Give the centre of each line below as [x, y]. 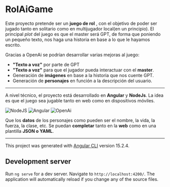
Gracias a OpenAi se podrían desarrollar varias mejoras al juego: [72, 55]
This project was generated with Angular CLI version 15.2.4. [68, 145]
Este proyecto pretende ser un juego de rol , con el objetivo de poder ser [81, 23]
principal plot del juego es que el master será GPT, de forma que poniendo [83, 34]
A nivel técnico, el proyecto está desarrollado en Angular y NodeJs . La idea [84, 95]
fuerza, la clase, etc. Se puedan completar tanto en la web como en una [81, 126]
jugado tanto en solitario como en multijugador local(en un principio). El [80, 28]
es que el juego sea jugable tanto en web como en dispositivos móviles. [80, 100]
